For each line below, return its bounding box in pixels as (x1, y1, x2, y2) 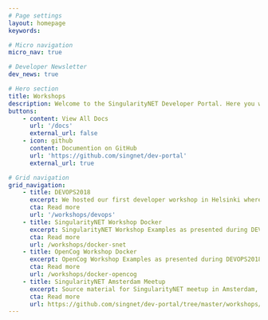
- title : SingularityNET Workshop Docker (22, 218, 162, 226)
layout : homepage (8, 19, 66, 27)
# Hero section (8, 85, 59, 93)
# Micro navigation (8, 41, 73, 49)
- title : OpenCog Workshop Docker (22, 248, 137, 256)
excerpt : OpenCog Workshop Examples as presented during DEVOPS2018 (29, 255, 262, 264)
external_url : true (29, 159, 94, 167)
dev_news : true (8, 70, 59, 78)
